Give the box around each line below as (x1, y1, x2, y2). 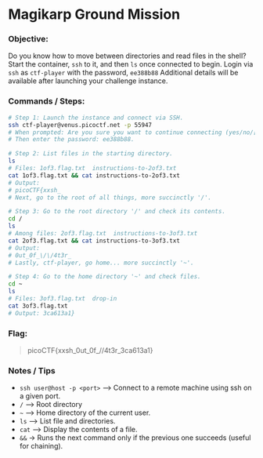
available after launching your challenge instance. (8, 76, 168, 85)
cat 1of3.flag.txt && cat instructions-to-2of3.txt (8, 171, 180, 180)
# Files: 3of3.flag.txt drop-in (8, 295, 117, 303)
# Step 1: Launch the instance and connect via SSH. (8, 114, 184, 122)
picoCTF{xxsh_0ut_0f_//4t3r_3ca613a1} (27, 345, 154, 354)
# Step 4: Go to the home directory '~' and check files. (8, 273, 201, 281)
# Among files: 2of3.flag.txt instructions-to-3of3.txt (8, 230, 198, 238)
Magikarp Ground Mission (8, 5, 181, 24)
